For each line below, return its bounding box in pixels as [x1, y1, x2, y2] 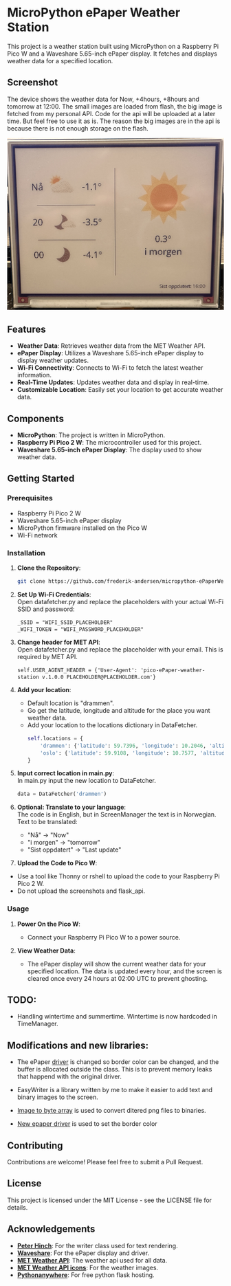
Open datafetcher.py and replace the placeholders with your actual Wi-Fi [16, 597, 224, 606]
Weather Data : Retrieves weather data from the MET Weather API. [16, 342, 206, 350]
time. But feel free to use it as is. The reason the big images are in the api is [7, 117, 221, 125]
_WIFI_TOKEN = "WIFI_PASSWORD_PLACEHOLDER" [16, 625, 144, 633]
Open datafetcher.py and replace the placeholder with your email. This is [16, 645, 223, 654]
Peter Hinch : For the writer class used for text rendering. [16, 1241, 178, 1250]
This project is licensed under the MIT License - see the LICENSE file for [7, 1196, 212, 1204]
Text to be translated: [16, 818, 78, 826]
